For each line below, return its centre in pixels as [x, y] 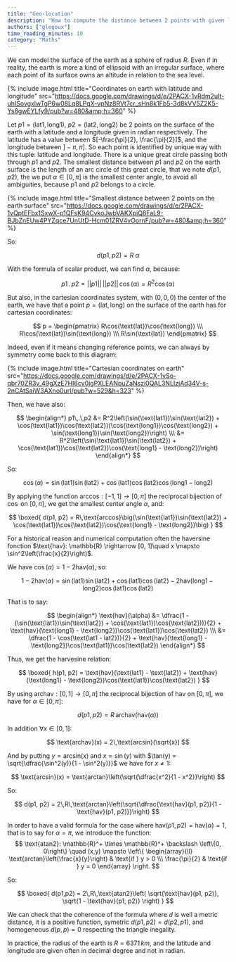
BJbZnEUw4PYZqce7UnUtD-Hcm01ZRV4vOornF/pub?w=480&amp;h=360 [116, 221]
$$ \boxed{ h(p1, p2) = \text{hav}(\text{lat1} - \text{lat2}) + [103, 672]
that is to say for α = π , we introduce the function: [79, 833]
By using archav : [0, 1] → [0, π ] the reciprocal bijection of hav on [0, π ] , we [115, 693]
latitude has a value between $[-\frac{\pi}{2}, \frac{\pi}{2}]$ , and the [107, 140]
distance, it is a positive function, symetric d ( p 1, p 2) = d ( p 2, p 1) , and [105, 922]
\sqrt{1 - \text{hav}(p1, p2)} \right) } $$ [118, 901]
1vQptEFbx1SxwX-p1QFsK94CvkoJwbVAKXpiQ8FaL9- [85, 213]
